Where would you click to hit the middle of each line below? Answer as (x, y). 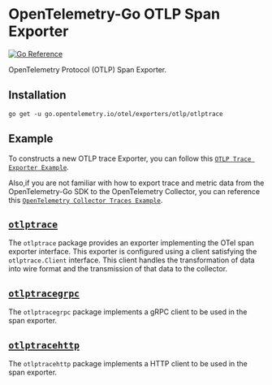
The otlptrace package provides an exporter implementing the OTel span (131, 243)
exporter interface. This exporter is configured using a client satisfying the (133, 252)
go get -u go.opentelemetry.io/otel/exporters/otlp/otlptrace (116, 114)
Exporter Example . (39, 167)
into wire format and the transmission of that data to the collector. (118, 269)
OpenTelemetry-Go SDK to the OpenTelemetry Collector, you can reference (134, 191)
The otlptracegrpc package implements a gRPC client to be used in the (128, 312)
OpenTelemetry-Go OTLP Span (114, 14)
